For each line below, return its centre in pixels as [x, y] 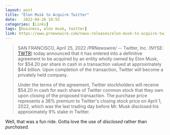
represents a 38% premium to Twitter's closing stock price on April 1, [90, 101]
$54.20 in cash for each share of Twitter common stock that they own [90, 90]
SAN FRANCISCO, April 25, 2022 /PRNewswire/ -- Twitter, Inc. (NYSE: [91, 48]
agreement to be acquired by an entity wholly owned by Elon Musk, [88, 59]
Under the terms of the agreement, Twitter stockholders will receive [88, 85]
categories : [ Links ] [27, 24]
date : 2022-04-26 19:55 [32, 19]
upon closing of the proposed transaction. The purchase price [82, 95]
